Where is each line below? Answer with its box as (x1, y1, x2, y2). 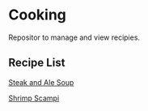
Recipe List (8, 56, 66, 70)
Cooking (8, 6, 67, 24)
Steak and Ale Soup (8, 77, 74, 87)
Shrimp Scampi (8, 93, 60, 103)
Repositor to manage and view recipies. (8, 32, 140, 42)
